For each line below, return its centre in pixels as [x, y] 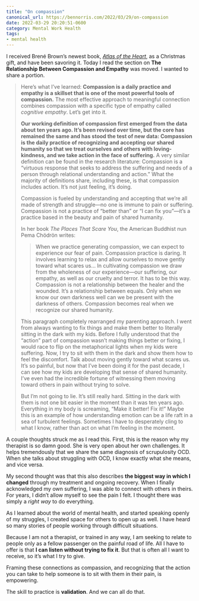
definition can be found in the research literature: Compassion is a [102, 162]
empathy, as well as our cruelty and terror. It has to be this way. [113, 278]
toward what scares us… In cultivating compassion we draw [109, 266]
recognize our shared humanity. [75, 310]
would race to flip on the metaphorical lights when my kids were [99, 347]
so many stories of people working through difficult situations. [82, 525]
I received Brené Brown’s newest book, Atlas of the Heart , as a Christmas [96, 56]
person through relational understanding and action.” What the [97, 174]
